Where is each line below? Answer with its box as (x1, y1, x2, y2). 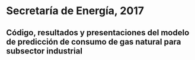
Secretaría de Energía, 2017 (6, 4, 144, 18)
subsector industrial (6, 46, 83, 56)
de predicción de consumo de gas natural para (6, 36, 181, 46)
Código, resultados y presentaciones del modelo (6, 28, 190, 38)
